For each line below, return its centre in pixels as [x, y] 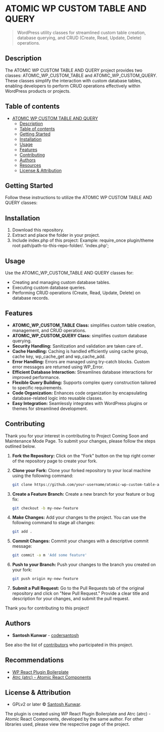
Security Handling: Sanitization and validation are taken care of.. [78, 346]
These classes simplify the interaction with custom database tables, [73, 80]
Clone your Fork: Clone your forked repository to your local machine [81, 470]
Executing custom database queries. [49, 288]
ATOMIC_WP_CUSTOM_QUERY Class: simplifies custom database [80, 335]
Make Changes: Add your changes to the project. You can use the [79, 517]
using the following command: [43, 476]
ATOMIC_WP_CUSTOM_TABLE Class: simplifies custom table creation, [84, 325]
